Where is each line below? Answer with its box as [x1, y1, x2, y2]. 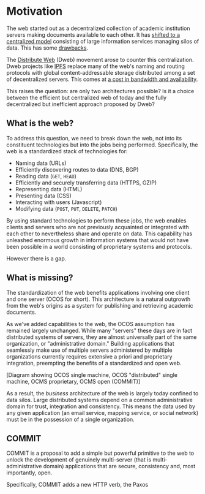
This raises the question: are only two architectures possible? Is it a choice [6, 87, 195, 94]
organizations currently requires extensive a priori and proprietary [6, 352, 173, 360]
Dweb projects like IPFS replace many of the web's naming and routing [6, 63, 185, 70]
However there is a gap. [6, 254, 67, 262]
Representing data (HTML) [15, 185, 83, 192]
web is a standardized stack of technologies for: [6, 147, 128, 154]
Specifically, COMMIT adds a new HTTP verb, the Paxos [6, 481, 149, 488]
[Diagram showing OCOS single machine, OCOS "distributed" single [6, 371, 177, 378]
